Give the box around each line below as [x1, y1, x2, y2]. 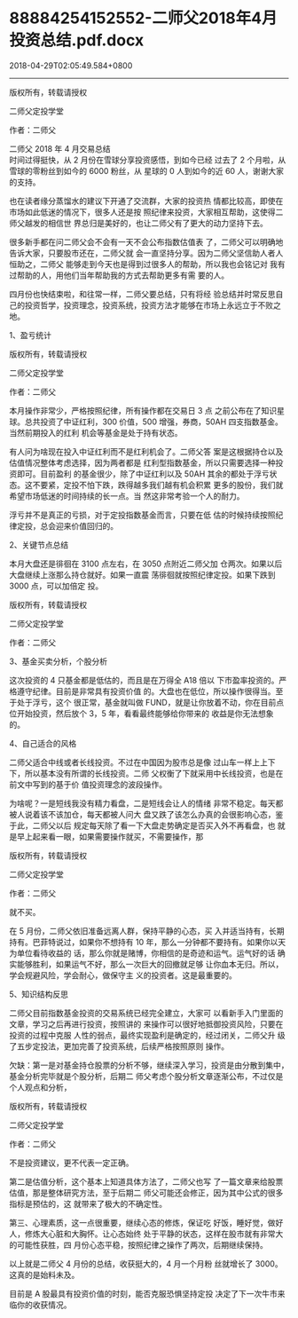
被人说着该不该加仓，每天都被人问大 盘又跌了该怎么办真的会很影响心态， [9, 809, 276, 819]
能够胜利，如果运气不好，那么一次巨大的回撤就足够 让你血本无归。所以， [16, 959, 284, 969]
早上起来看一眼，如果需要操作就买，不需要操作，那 [16, 831, 204, 841]
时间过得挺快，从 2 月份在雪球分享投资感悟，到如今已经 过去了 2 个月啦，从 [9, 154, 286, 165]
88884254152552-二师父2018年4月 [9, 8, 278, 28]
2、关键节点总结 [9, 539, 69, 550]
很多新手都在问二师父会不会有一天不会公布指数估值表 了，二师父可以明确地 [9, 236, 284, 247]
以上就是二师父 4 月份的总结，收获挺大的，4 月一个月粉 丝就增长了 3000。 [9, 1258, 283, 1269]
